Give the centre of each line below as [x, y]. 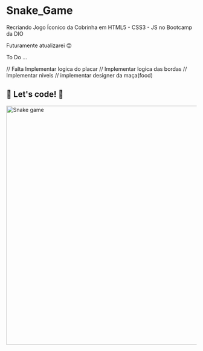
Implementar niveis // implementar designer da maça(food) [79, 75]
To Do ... [17, 57]
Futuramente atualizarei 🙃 [39, 45]
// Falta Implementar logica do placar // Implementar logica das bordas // [97, 69]
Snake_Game [40, 11]
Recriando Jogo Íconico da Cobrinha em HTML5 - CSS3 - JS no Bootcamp [99, 27]
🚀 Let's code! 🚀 [35, 94]
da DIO [15, 33]
